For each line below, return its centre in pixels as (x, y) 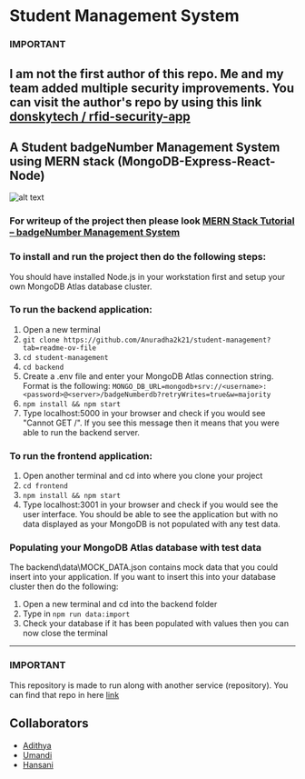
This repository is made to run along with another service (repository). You (149, 685)
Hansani (38, 764)
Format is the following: (66, 385)
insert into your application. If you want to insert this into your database (143, 577)
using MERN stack (62, 161)
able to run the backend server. (81, 432)
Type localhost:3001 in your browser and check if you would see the (150, 504)
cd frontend (45, 486)
